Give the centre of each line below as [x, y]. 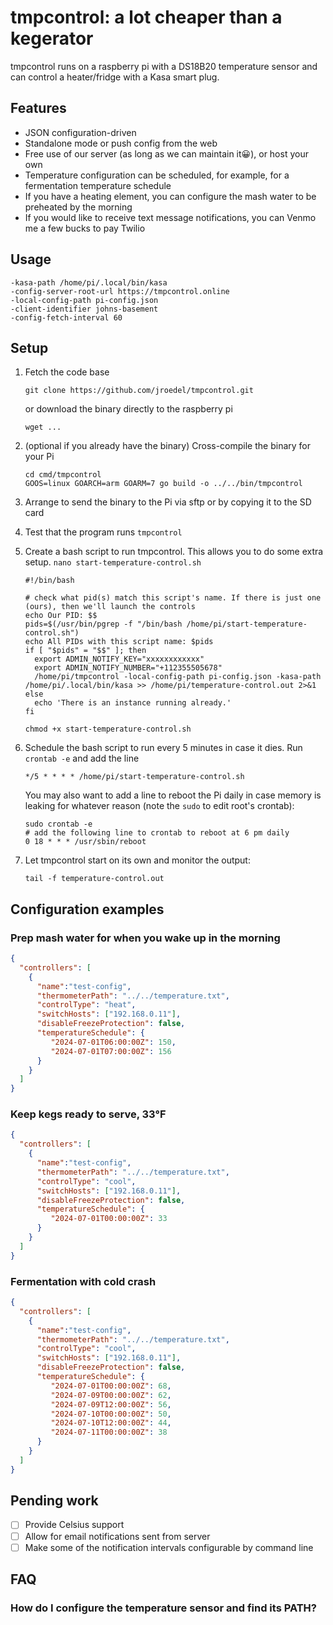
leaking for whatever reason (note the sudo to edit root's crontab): [159, 806]
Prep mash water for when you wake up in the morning [145, 938]
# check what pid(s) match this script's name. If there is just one [173, 598]
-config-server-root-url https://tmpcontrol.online [120, 291]
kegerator [52, 38]
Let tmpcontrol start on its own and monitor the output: [137, 860]
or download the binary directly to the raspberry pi [128, 409]
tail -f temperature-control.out [94, 879]
